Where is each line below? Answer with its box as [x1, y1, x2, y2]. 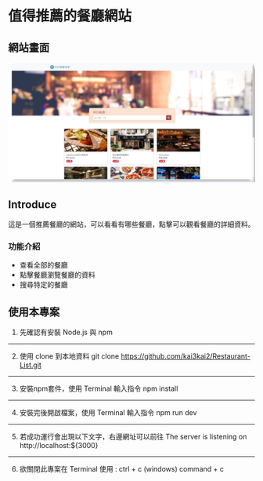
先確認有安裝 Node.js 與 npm [19, 327, 113, 337]
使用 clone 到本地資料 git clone [19, 352, 120, 361]
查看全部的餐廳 [19, 261, 68, 270]
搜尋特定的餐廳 [19, 280, 68, 290]
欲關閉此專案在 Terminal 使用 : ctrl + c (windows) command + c [19, 465, 225, 474]
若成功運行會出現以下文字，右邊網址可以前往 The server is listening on [19, 432, 247, 442]
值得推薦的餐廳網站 [8, 7, 132, 25]
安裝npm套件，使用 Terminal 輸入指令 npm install [19, 384, 178, 393]
